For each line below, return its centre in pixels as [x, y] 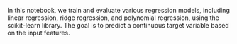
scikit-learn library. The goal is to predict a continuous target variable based [118, 25]
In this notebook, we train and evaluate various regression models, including [119, 10]
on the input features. [39, 33]
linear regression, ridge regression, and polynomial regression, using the [114, 18]
